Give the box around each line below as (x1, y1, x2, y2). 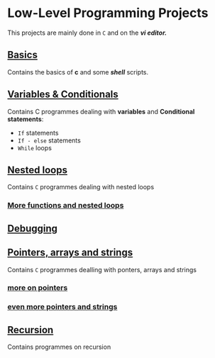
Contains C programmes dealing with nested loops (7, 183, 155, 191)
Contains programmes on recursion (7, 342, 111, 352)
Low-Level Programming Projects (7, 5, 209, 21)
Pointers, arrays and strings (7, 247, 133, 259)
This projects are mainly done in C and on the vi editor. (7, 28, 167, 37)
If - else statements (17, 136, 82, 145)
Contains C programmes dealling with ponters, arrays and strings (7, 265, 197, 274)
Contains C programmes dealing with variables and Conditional (7, 107, 195, 116)
